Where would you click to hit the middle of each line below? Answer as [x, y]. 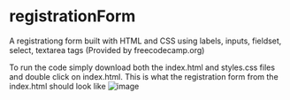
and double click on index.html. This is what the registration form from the [144, 76]
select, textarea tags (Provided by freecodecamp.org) [107, 50]
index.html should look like [57, 86]
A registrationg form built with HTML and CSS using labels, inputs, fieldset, [145, 41]
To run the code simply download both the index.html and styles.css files [142, 67]
